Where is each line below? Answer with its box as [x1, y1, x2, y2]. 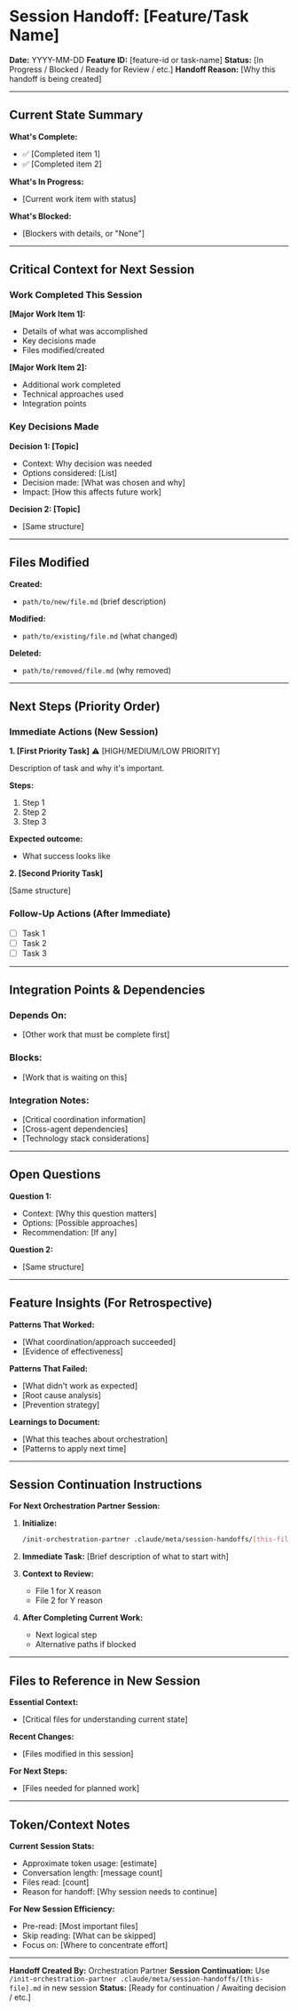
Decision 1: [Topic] [9, 440, 80, 451]
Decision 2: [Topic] [9, 503, 81, 514]
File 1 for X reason [35, 1586, 102, 1597]
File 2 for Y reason [35, 1595, 104, 1606]
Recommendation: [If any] [21, 1227, 118, 1237]
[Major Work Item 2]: [9, 362, 87, 373]
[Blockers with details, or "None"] [21, 228, 145, 238]
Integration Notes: [9, 1094, 90, 1106]
